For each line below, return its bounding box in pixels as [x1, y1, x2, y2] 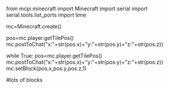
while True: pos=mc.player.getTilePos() [6, 52, 102, 59]
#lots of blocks [6, 77, 43, 83]
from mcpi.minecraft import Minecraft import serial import [6, 5, 148, 12]
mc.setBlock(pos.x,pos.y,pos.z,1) [6, 65, 87, 72]
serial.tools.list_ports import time [6, 11, 86, 18]
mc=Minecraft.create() [6, 23, 62, 30]
